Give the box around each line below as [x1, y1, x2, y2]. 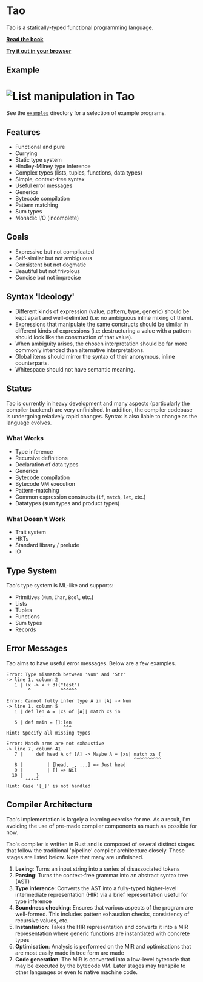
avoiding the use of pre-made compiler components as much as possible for [6, 822, 198, 829]
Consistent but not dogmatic [15, 261, 87, 268]
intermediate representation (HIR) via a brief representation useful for [15, 891, 188, 898]
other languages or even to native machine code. [15, 968, 138, 976]
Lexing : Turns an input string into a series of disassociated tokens [15, 865, 180, 873]
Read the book [6, 35, 44, 43]
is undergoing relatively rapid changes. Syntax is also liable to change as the [6, 412, 198, 420]
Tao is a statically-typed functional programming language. [6, 24, 154, 31]
